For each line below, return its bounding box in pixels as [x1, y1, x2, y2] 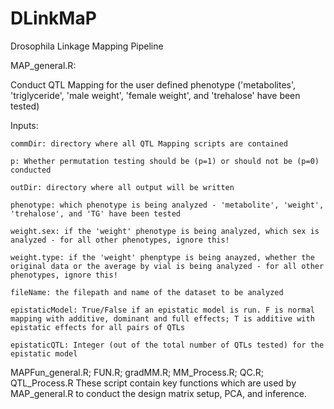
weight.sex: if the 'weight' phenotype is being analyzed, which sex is [10, 226, 320, 236]
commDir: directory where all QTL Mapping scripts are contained [10, 138, 288, 149]
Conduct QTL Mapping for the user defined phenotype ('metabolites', [10, 78, 297, 91]
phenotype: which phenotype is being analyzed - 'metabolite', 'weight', [10, 200, 325, 210]
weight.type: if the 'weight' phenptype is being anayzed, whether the [10, 252, 315, 262]
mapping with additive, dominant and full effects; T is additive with [10, 313, 315, 324]
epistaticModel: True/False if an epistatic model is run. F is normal [10, 305, 315, 315]
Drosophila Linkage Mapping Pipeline [10, 40, 164, 52]
